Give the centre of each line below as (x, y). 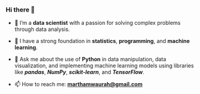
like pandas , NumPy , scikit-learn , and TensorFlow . (79, 72)
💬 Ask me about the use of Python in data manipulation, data (90, 59)
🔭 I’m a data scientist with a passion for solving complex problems (97, 23)
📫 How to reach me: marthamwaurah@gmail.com (78, 84)
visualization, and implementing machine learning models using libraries (104, 65)
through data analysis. (42, 29)
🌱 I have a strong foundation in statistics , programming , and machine (102, 41)
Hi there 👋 (21, 10)
